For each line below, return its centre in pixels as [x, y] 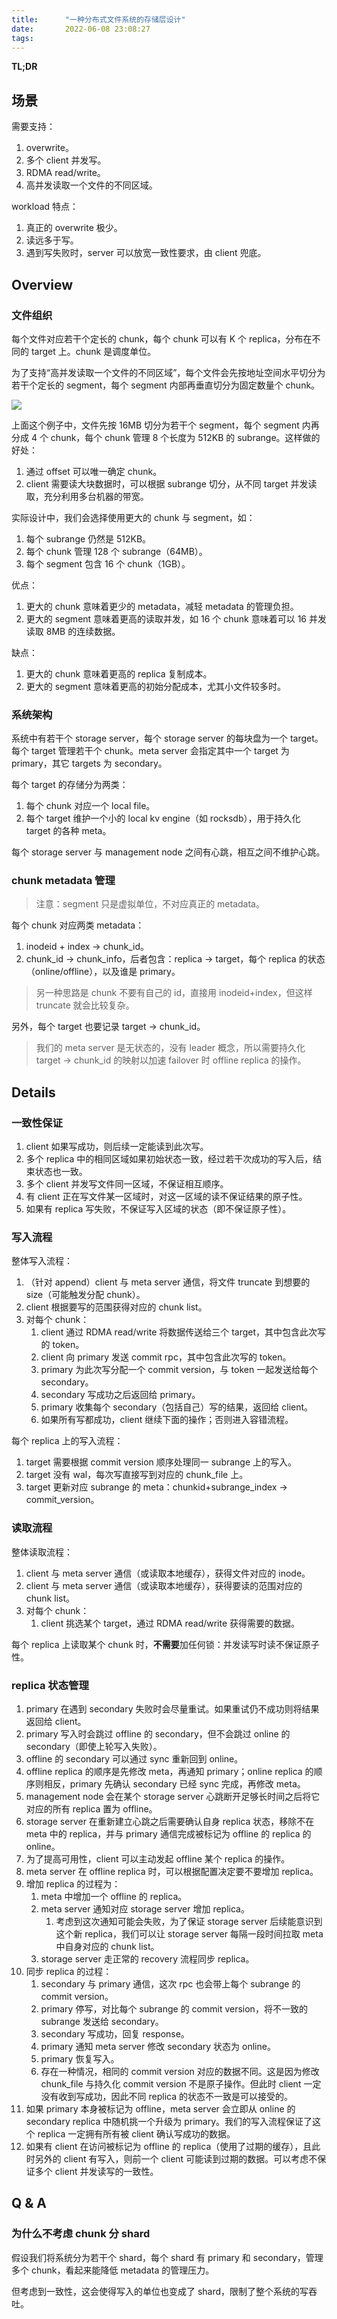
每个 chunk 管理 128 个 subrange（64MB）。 [116, 551]
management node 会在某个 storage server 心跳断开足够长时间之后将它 [173, 1797]
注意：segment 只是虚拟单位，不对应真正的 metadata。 [150, 904]
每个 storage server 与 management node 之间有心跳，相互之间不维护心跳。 [168, 852]
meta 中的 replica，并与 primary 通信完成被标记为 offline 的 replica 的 [168, 1834]
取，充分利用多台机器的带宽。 [87, 496]
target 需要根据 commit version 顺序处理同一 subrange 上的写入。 [161, 1462]
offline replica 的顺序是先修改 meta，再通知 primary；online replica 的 [169, 1772]
